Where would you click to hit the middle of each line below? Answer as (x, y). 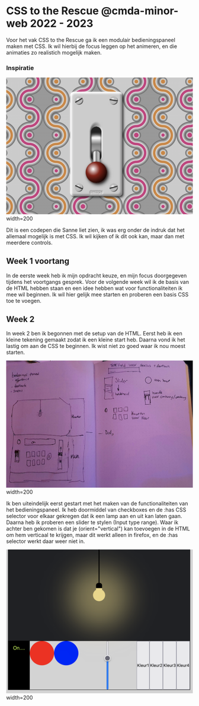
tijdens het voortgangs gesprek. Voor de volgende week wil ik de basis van (98, 282)
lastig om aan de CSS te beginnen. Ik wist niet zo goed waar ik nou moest (96, 346)
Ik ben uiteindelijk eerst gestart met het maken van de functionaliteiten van (97, 504)
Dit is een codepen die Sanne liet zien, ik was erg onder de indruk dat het (95, 230)
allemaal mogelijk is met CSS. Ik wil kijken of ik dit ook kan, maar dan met (95, 236)
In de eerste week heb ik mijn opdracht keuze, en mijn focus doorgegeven (97, 275)
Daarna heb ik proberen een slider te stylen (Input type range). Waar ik (92, 522)
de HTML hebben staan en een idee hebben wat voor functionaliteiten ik (94, 288)
